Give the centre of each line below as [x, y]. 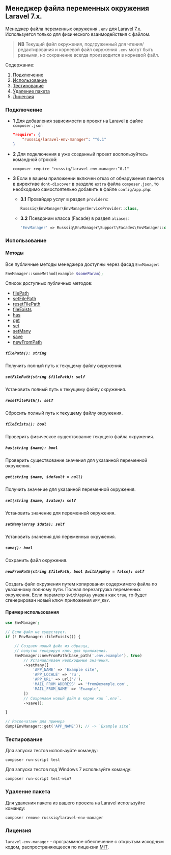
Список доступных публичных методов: [49, 283]
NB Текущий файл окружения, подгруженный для [72, 44]
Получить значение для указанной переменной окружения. [70, 489]
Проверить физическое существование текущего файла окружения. [80, 437]
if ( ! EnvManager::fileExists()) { [43, 637]
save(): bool [19, 548]
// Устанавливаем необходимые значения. [67, 660]
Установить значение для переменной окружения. [61, 513]
